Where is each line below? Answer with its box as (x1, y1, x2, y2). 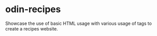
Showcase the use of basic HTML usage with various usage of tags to (5, 20, 152, 26)
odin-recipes (5, 4, 61, 15)
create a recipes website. (5, 25, 58, 31)
